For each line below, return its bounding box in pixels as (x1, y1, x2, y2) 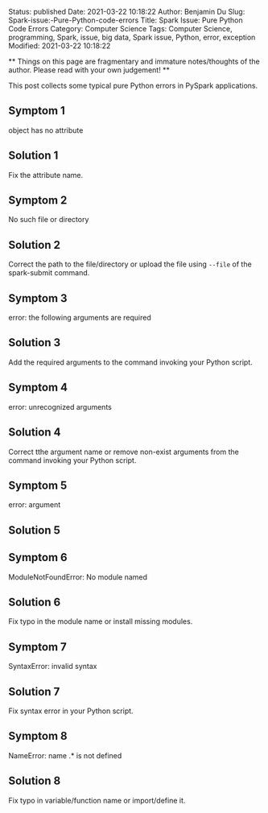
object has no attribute (8, 125, 84, 135)
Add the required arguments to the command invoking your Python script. (8, 357, 254, 367)
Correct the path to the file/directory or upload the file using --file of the (8, 259, 252, 269)
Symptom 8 (8, 729, 68, 743)
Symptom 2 (8, 193, 68, 208)
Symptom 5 (8, 478, 68, 492)
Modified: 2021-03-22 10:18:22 (8, 41, 111, 51)
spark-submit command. (8, 268, 90, 278)
